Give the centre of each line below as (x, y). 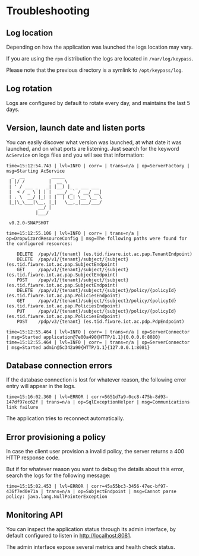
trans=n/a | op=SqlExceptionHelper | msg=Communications (118, 402)
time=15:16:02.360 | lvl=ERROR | (48, 397)
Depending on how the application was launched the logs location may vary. (99, 47)
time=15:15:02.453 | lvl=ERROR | (48, 487)
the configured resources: (40, 244)
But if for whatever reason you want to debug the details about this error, (95, 469)
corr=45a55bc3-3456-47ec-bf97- (130, 487)
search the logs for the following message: (59, 475)
